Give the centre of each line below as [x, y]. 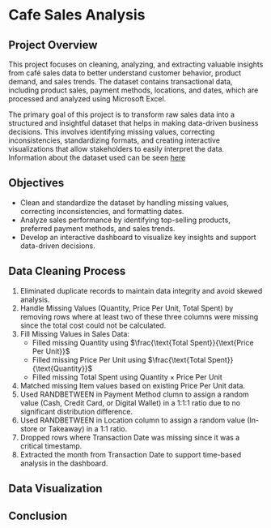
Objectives [36, 183]
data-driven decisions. [57, 246]
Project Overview [53, 45]
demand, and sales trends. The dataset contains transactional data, [121, 82]
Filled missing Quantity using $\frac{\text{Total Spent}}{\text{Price [143, 342]
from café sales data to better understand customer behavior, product [125, 73]
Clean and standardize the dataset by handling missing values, [124, 202]
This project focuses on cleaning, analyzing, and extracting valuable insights [136, 64]
